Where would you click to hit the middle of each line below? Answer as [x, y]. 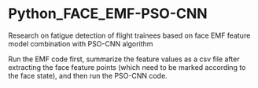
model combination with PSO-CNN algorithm [81, 43]
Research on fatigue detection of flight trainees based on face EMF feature [129, 35]
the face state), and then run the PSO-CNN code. [88, 75]
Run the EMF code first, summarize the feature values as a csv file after [124, 59]
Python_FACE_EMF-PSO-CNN [108, 14]
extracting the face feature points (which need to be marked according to [127, 67]
